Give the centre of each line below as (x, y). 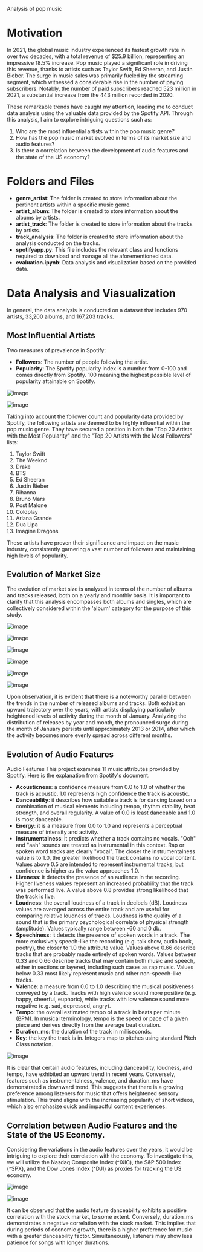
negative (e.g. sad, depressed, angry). (63, 1006)
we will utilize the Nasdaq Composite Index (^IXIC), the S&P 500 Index (94, 1162)
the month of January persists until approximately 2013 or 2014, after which (101, 729)
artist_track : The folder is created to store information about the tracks (104, 224)
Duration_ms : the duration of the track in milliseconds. (84, 1032)
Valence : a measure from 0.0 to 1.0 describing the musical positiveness (105, 986)
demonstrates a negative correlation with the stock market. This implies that (101, 1223)
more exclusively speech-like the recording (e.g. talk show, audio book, (104, 942)
